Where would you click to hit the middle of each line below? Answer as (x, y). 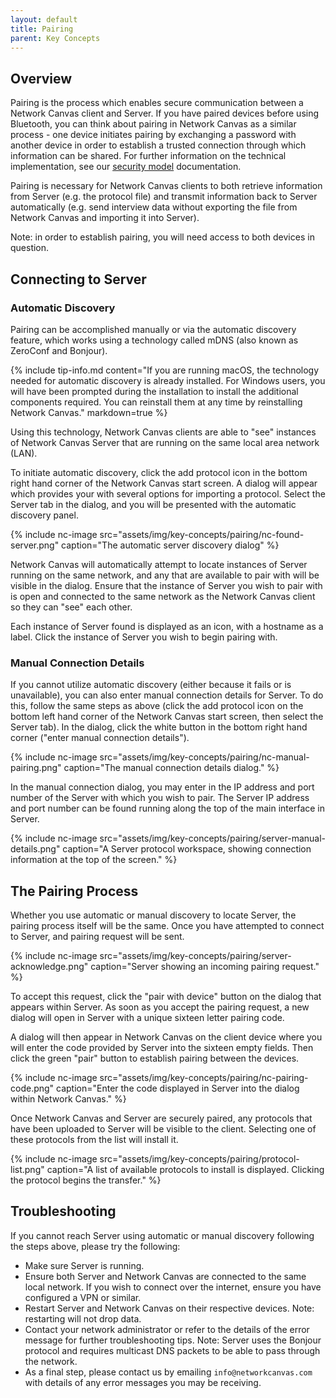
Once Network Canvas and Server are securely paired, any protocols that (161, 1118)
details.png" (35, 849)
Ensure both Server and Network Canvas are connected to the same (165, 1276)
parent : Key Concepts (55, 38)
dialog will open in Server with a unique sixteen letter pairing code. (147, 1017)
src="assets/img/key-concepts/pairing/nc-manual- (204, 757)
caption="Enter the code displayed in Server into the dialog (178, 1088)
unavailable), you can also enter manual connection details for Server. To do (167, 695)
